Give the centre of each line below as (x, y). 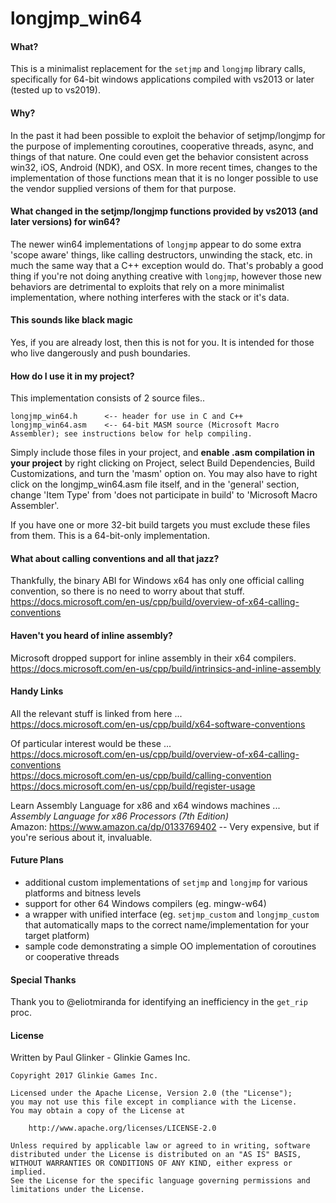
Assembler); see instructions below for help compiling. (131, 434)
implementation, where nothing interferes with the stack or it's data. (150, 297)
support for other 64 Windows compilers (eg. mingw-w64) (145, 904)
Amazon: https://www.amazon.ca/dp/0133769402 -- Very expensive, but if (165, 826)
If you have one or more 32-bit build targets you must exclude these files (160, 525)
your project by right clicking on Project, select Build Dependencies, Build (163, 463)
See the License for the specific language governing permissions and (160, 1181)
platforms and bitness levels (83, 893)
